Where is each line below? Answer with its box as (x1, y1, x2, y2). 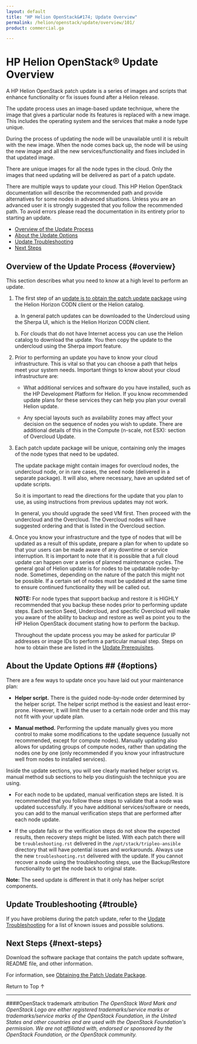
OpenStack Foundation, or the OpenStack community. (6, 1031, 137, 1038)
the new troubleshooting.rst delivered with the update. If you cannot (14, 852, 184, 859)
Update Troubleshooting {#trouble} (6, 899, 138, 909)
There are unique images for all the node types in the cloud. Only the (6, 165, 172, 172)
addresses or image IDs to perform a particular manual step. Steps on (14, 638, 184, 645)
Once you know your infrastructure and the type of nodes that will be (14, 533, 182, 541)
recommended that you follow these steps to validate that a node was (14, 797, 184, 804)
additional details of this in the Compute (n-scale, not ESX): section (23, 427, 186, 433)
